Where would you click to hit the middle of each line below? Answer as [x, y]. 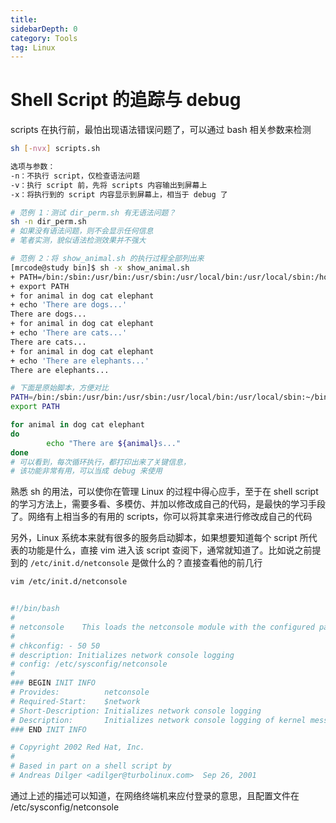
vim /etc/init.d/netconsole [69, 582]
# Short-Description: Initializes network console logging [136, 711]
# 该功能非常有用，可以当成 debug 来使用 [86, 471]
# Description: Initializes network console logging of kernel [158, 720]
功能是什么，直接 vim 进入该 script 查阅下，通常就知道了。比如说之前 [170, 550]
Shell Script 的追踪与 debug [126, 100]
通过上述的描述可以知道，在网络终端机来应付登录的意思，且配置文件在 [155, 795]
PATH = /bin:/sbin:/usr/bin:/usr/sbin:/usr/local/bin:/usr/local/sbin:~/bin [169, 397]
